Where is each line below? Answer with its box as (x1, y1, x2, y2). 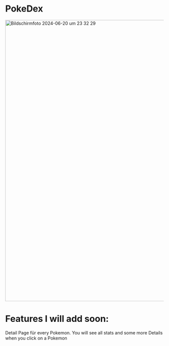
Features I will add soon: (5, 313, 109, 324)
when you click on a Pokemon (5, 335, 67, 341)
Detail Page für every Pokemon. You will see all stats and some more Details (5, 329, 163, 335)
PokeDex (5, 3, 43, 15)
